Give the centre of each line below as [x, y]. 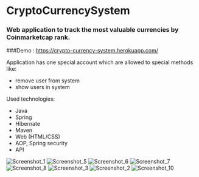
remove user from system [47, 81]
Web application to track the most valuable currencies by [93, 30]
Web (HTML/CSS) [38, 137]
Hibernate [28, 124]
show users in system [42, 87]
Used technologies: [31, 99]
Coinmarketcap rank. [38, 37]
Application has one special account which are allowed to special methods [100, 62]
